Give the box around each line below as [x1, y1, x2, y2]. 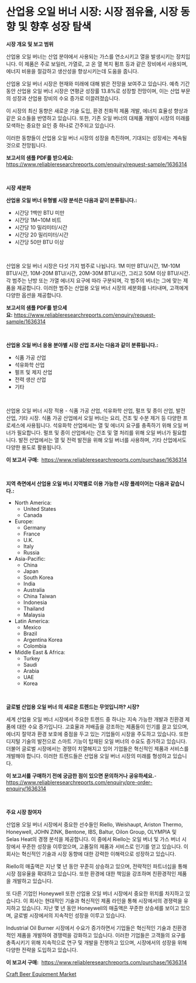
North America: [14, 499, 51, 506]
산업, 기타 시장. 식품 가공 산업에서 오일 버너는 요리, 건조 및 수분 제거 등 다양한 [6, 414, 182, 421]
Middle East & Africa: [14, 649, 66, 656]
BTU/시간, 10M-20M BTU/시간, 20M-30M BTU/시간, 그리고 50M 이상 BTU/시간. [6, 269, 190, 276]
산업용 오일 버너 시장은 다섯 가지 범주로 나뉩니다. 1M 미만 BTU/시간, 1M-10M [6, 262, 180, 269]
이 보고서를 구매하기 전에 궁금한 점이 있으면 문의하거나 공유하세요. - [6, 772, 157, 779]
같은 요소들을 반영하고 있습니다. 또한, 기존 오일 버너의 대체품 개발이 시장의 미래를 [6, 114, 190, 121]
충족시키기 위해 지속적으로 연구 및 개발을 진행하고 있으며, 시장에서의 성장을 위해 [6, 939, 187, 946]
